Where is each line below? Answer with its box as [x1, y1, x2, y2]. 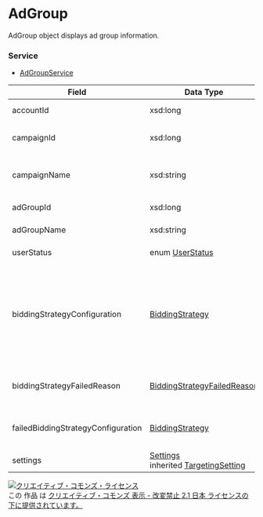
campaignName [12, 169, 70, 180]
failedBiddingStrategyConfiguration [12, 423, 142, 434]
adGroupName [12, 224, 67, 235]
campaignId [12, 133, 56, 144]
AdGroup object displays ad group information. [8, 31, 160, 40]
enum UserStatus [150, 247, 214, 258]
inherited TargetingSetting [150, 460, 246, 471]
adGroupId [12, 202, 52, 213]
